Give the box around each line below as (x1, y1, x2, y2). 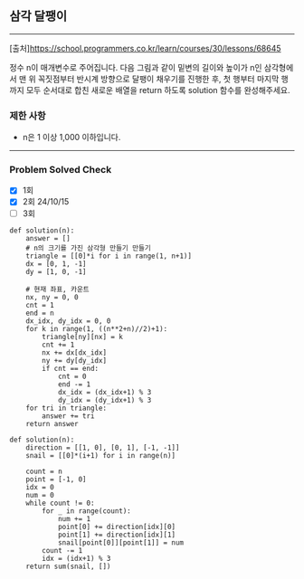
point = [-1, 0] (25, 474, 88, 484)
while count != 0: (25, 498, 95, 508)
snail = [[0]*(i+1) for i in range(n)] (25, 451, 176, 460)
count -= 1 (42, 546, 83, 555)
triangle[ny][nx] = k (42, 332, 124, 341)
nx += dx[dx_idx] (42, 347, 107, 357)
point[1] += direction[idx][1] (57, 530, 176, 539)
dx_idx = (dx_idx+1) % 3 (57, 387, 152, 396)
